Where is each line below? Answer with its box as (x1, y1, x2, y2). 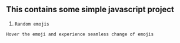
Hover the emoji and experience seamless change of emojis (6, 31, 154, 37)
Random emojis (14, 21, 49, 27)
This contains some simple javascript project (6, 5, 175, 15)
